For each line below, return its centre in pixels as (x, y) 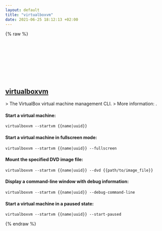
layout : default (22, 10)
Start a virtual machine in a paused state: (50, 203)
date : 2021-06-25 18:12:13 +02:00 (42, 19)
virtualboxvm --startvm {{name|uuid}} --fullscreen (61, 148)
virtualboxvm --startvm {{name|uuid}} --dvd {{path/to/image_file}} (79, 170)
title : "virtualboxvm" (29, 15)
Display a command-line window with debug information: (67, 182)
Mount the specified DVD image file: (44, 160)
